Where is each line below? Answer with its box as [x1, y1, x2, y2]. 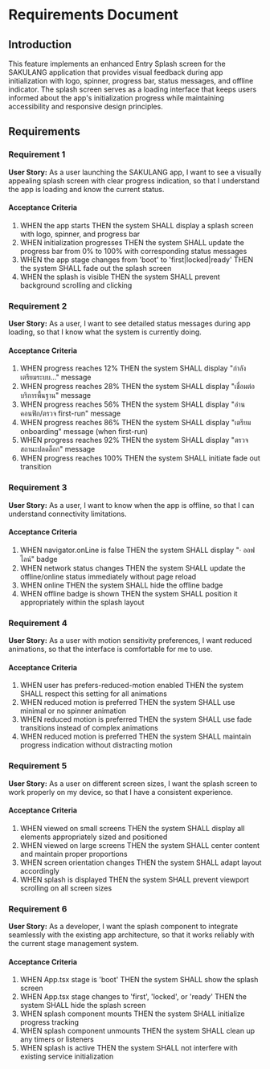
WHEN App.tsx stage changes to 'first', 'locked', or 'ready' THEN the [19, 992, 247, 1001]
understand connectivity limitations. [8, 509, 127, 518]
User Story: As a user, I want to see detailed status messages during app [8, 319, 251, 329]
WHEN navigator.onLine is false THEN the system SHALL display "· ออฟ [19, 545, 256, 555]
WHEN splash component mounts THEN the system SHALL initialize [19, 1009, 245, 1018]
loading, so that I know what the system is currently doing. [8, 327, 202, 337]
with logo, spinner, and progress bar [19, 229, 141, 239]
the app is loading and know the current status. [8, 184, 165, 194]
